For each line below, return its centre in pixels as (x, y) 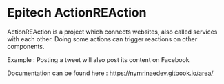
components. (26, 46)
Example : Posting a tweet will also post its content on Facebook (98, 59)
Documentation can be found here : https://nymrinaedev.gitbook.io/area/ (110, 73)
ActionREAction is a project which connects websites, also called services (112, 32)
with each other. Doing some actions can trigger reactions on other (102, 39)
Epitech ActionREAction (77, 13)
